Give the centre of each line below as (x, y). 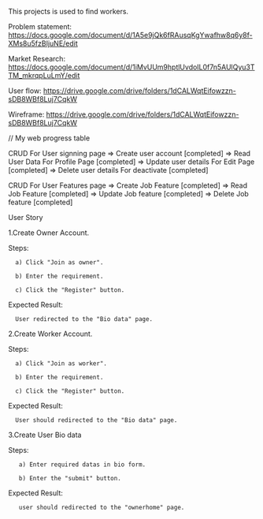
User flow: (25, 91)
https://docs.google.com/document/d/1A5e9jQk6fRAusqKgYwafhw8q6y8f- (131, 35)
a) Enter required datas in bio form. (82, 465)
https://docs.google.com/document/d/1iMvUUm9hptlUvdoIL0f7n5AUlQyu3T (131, 67)
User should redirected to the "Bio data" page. (96, 420)
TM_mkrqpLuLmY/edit (44, 75)
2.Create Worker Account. (50, 334)
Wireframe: (26, 114)
